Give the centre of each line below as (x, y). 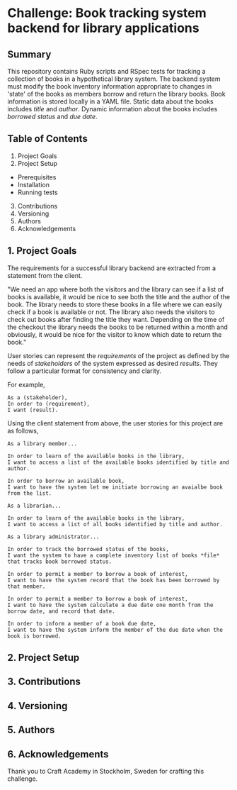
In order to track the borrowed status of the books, (88, 549)
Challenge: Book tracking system (107, 13)
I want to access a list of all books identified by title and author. (115, 524)
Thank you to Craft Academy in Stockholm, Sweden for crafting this (106, 771)
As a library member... (42, 444)
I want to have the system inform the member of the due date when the (115, 630)
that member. (27, 586)
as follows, (23, 430)
